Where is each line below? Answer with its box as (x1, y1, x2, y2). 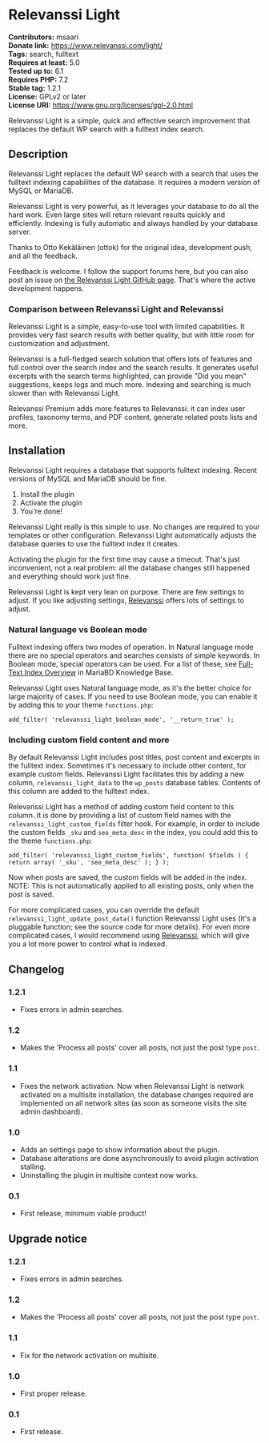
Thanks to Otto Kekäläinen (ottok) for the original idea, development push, (8, 242, 253, 252)
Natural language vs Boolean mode (8, 623, 148, 635)
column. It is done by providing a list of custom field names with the (8, 811, 231, 820)
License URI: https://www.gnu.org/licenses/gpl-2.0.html (8, 100, 194, 110)
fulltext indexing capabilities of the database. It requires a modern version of (8, 177, 260, 187)
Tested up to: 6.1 (8, 66, 64, 75)
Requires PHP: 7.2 (8, 75, 69, 84)
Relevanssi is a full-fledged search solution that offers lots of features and (8, 354, 252, 364)
